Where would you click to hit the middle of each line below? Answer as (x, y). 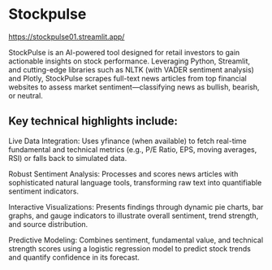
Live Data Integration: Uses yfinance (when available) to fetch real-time (127, 141)
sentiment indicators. (44, 191)
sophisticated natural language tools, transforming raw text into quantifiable (135, 182)
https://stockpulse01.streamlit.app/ (67, 37)
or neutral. (26, 95)
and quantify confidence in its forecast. (74, 257)
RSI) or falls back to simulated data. (68, 158)
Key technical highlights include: (93, 122)
